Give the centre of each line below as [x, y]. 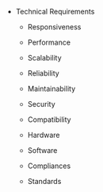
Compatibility [49, 120]
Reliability [43, 73]
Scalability [44, 58]
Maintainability [51, 88]
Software [42, 150]
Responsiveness [54, 27]
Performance [49, 42]
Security [41, 104]
